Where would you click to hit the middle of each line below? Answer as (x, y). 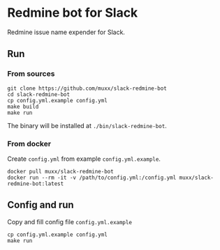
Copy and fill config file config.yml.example (70, 221)
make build (23, 107)
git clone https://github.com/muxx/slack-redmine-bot (87, 88)
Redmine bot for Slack (73, 13)
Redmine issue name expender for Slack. (66, 32)
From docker (29, 143)
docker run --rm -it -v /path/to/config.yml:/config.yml (92, 178)
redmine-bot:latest (36, 183)
